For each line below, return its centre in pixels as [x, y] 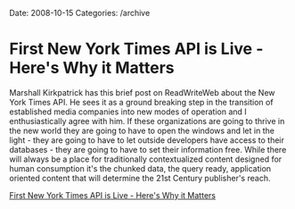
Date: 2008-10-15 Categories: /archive [80, 13]
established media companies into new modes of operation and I [128, 112]
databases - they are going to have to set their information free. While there [148, 149]
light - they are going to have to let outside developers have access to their [147, 140]
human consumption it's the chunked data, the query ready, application [140, 168]
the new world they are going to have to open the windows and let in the [142, 130]
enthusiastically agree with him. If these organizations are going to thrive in [147, 121]
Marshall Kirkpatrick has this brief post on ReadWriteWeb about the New [142, 92]
